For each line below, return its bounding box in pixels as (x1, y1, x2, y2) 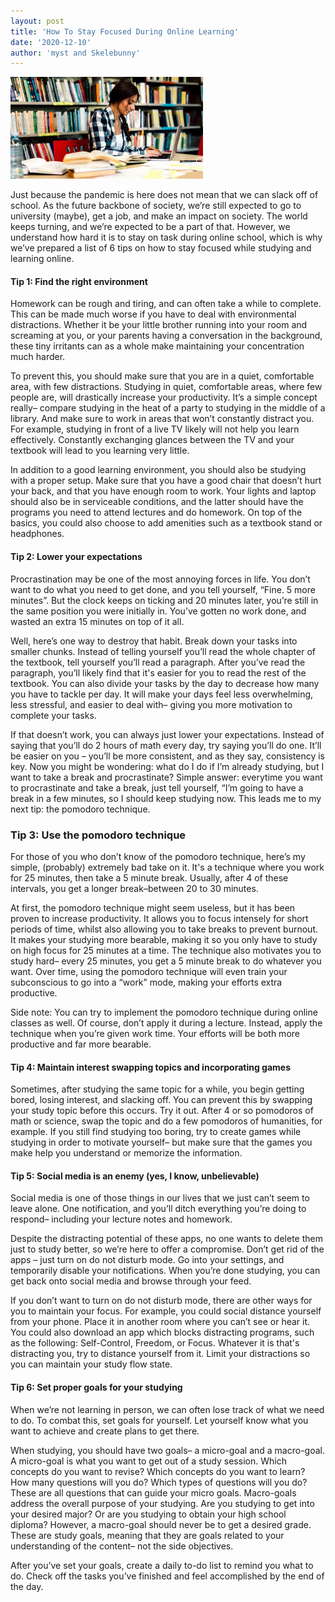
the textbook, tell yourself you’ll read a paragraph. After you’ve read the (10, 656, 306, 668)
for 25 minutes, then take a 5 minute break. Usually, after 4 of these (10, 871, 289, 884)
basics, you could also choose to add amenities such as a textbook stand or (10, 517, 323, 529)
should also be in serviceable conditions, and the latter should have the (10, 496, 304, 508)
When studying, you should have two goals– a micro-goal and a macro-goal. (10, 1444, 325, 1456)
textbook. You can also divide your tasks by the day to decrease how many (10, 677, 320, 689)
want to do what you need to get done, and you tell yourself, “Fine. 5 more (10, 583, 316, 595)
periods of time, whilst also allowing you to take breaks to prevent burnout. (10, 923, 318, 935)
